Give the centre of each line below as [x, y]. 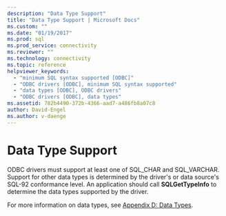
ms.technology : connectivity [49, 59]
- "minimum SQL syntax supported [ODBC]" [74, 78]
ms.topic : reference [37, 65]
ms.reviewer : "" [30, 52]
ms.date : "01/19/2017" [40, 33]
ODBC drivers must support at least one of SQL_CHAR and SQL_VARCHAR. [113, 169]
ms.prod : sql [26, 39]
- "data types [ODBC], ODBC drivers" [68, 90]
